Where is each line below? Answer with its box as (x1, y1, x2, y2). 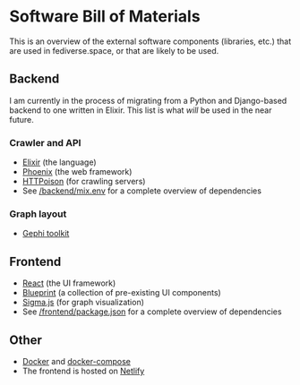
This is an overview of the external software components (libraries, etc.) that (9, 36, 292, 47)
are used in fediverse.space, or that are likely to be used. (9, 45, 219, 56)
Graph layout (9, 208, 67, 220)
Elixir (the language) (21, 157, 97, 167)
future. (9, 114, 34, 124)
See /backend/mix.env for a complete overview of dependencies (21, 185, 262, 196)
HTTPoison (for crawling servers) (21, 176, 146, 187)
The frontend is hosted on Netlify (21, 365, 145, 376)
